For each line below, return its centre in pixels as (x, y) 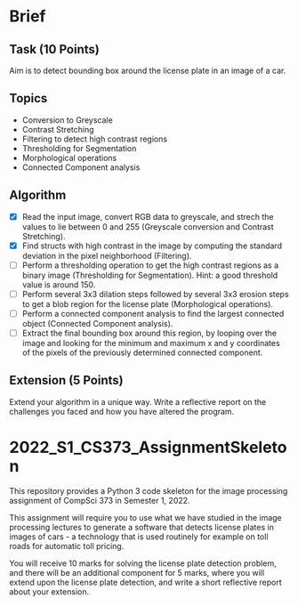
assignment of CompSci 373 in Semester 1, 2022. (100, 500)
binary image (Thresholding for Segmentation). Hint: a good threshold (150, 275)
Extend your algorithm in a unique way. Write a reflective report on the (138, 401)
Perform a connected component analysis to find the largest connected (153, 313)
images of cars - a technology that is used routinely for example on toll (139, 537)
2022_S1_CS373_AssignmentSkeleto (148, 448)
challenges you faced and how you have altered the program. (122, 411)
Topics (28, 98)
